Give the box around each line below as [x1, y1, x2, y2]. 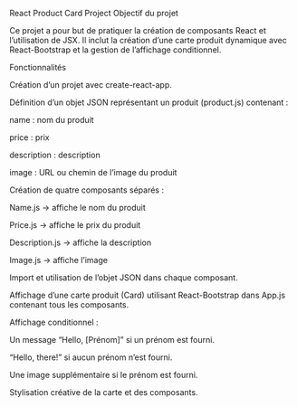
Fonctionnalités [9, 62, 66, 72]
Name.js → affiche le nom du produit [9, 203, 147, 213]
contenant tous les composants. [9, 299, 129, 310]
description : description [9, 149, 101, 160]
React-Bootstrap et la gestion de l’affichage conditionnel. [9, 44, 222, 55]
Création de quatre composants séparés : [9, 185, 165, 195]
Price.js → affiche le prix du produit [9, 220, 141, 230]
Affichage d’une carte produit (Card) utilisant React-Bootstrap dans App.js [9, 289, 286, 300]
